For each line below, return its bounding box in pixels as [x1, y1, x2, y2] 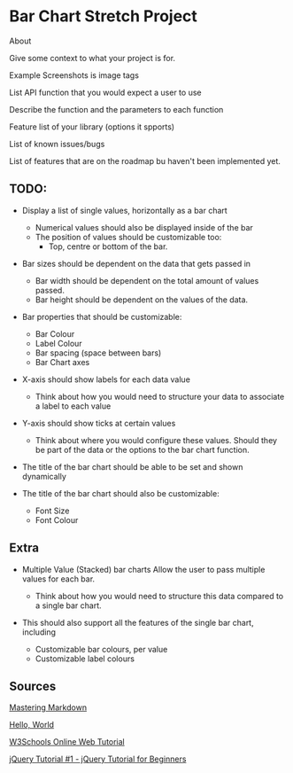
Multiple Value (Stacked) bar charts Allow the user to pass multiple [21, 564, 266, 574]
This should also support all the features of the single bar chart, [21, 617, 254, 628]
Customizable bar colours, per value [35, 644, 168, 654]
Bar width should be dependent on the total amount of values [35, 275, 259, 285]
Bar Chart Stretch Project [9, 6, 197, 27]
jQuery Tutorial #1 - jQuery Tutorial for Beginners [9, 753, 187, 764]
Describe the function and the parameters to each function [9, 104, 224, 114]
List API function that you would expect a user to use [9, 87, 202, 98]
